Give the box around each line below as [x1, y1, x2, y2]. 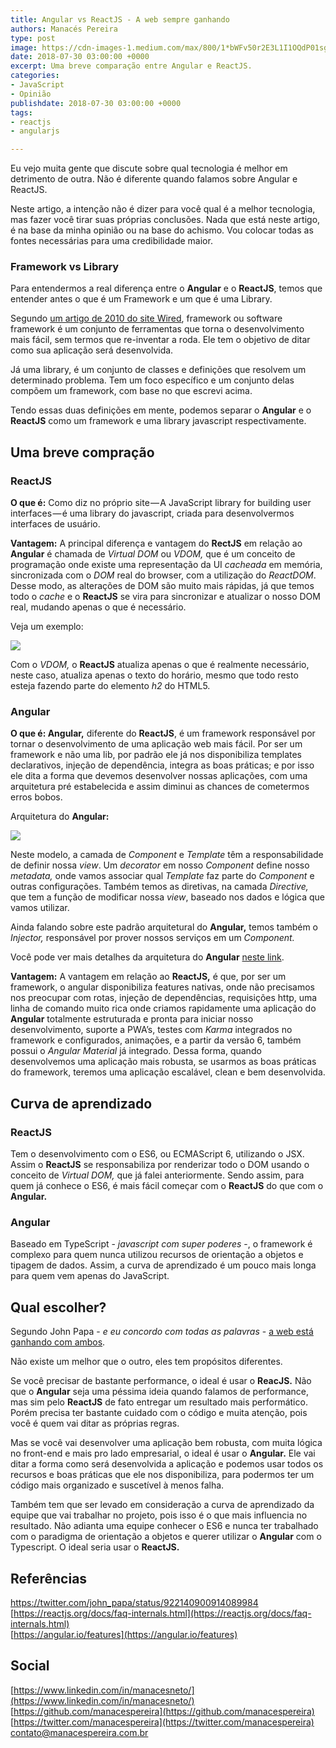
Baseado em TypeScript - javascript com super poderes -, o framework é [10, 1238, 313, 1250]
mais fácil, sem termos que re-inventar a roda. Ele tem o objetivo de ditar [10, 334, 311, 346]
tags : [10, 107, 33, 118]
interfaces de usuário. [10, 518, 101, 530]
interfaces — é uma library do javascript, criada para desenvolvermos [10, 507, 295, 520]
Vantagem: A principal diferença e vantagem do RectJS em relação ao [10, 537, 303, 550]
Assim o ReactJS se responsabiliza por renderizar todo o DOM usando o [10, 1159, 310, 1171]
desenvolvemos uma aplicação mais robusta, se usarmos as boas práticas [10, 1056, 317, 1068]
